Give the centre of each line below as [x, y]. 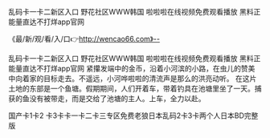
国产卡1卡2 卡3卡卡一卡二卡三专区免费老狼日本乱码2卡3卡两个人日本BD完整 [133, 116]
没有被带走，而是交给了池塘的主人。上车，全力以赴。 [117, 98]
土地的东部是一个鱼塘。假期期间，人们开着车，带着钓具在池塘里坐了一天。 [131, 88]
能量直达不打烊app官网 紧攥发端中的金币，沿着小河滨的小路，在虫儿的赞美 [132, 68]
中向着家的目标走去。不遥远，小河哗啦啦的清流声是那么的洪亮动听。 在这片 [133, 78]
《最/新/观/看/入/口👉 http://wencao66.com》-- [84, 39]
